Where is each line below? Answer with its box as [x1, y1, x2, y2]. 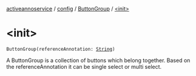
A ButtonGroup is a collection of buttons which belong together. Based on [6, 57, 191, 64]
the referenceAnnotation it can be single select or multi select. [6, 63, 162, 70]
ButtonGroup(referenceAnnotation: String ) [6, 46, 115, 52]
